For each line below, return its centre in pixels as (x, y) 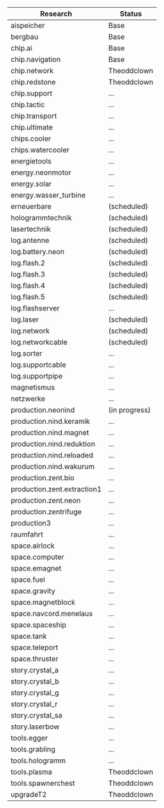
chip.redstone (33, 82)
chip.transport (34, 116)
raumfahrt (27, 534)
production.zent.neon (46, 500)
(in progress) (129, 410)
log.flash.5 (28, 297)
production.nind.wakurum (53, 467)
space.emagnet (36, 568)
